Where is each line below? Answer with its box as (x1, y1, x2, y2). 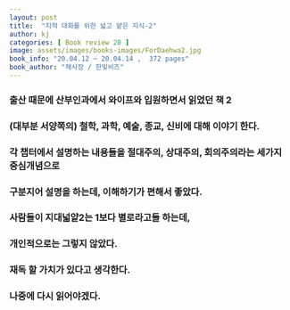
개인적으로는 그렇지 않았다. (9, 238, 118, 250)
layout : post (9, 12, 58, 22)
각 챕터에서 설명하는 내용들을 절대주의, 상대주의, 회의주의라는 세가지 (9, 146, 283, 159)
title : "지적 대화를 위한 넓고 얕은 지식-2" (9, 21, 157, 30)
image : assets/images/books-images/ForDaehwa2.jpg (9, 46, 202, 55)
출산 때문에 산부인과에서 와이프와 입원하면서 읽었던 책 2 (9, 94, 232, 106)
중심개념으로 (9, 159, 61, 172)
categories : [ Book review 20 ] (9, 37, 129, 47)
